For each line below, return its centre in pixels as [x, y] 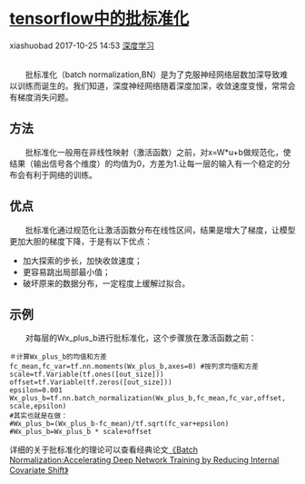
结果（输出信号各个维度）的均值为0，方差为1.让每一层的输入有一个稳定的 [146, 163]
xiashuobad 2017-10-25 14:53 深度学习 [82, 45]
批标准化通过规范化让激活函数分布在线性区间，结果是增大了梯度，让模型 [160, 230]
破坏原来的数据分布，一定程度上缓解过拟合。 [106, 283]
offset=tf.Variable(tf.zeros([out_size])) [91, 382]
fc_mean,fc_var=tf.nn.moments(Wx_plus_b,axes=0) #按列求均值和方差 [134, 367]
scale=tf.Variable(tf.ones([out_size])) [87, 375]
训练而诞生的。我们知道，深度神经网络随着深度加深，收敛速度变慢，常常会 [156, 85]
